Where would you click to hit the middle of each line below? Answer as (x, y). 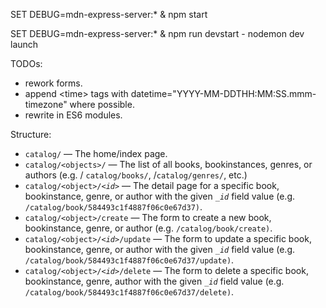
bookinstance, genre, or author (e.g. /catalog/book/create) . (148, 228)
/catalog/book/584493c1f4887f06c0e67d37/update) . (129, 260)
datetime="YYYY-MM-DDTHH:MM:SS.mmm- (223, 93)
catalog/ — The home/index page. (96, 153)
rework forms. (53, 83)
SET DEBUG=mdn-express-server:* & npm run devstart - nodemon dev (157, 33)
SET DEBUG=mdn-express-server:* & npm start (109, 14)
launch (24, 44)
